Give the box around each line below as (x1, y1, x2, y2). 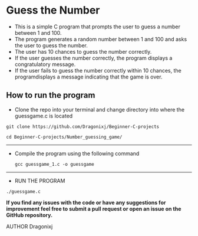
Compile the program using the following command (14, 150, 140, 157)
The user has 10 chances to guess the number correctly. (14, 48, 152, 55)
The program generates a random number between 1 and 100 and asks (14, 35, 187, 42)
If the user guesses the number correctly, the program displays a (14, 54, 173, 61)
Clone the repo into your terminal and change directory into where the (14, 106, 184, 113)
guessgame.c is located (14, 112, 73, 119)
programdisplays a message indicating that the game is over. (14, 73, 163, 80)
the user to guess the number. (14, 42, 88, 49)
